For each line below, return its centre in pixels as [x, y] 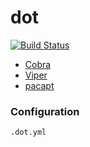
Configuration [45, 111]
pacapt [39, 85]
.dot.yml [28, 132]
